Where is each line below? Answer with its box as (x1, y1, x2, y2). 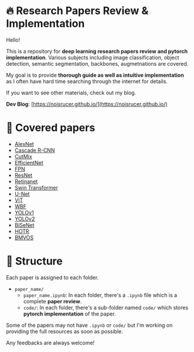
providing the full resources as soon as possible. (6, 327, 123, 335)
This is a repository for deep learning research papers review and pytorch (6, 48, 188, 55)
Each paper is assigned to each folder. (6, 274, 99, 281)
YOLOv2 (14, 215, 35, 222)
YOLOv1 (14, 209, 34, 216)
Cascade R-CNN (14, 147, 55, 154)
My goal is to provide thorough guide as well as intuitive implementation (6, 72, 185, 79)
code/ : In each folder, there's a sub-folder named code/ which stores (23, 304, 189, 311)
